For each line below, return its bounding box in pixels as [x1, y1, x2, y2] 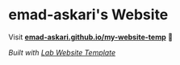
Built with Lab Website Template [8, 47, 115, 57]
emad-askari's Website [8, 6, 169, 24]
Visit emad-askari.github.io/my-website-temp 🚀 [8, 32, 174, 42]
